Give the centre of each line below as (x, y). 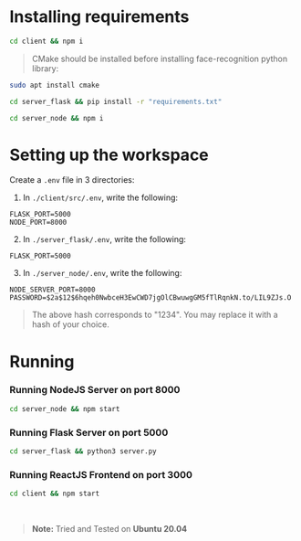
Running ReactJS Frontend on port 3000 (101, 474)
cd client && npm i (47, 41)
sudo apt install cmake (55, 85)
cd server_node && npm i (57, 118)
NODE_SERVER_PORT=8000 (52, 290)
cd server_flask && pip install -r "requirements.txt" (116, 101)
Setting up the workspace (109, 155)
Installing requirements (99, 17)
